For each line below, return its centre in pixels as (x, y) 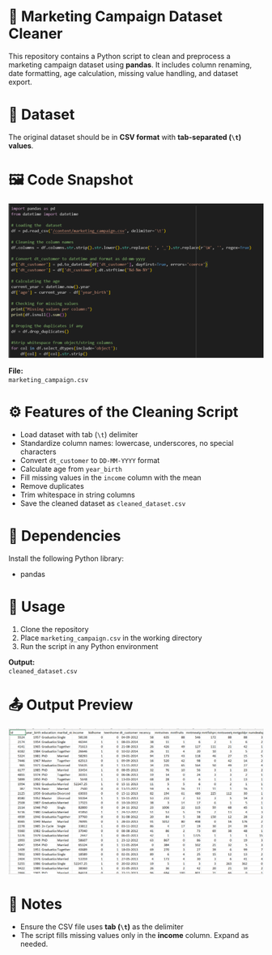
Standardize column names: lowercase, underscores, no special (127, 444)
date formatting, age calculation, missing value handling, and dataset (123, 73)
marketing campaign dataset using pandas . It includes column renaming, (130, 65)
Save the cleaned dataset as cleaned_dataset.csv (103, 503)
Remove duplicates (52, 486)
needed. (34, 944)
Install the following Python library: (66, 558)
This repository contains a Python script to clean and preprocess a (119, 56)
